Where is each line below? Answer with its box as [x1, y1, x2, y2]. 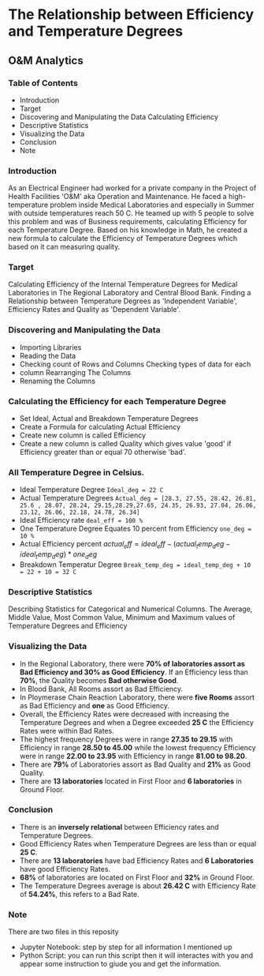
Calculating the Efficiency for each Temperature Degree [8, 396, 227, 407]
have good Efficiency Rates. [19, 864, 111, 873]
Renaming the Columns [19, 376, 96, 385]
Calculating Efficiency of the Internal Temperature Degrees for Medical [8, 280, 238, 289]
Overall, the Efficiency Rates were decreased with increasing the [19, 709, 230, 719]
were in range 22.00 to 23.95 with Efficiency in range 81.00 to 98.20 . [19, 751, 247, 760]
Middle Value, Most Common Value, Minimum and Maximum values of [8, 613, 236, 622]
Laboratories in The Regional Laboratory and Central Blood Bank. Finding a [8, 288, 251, 298]
